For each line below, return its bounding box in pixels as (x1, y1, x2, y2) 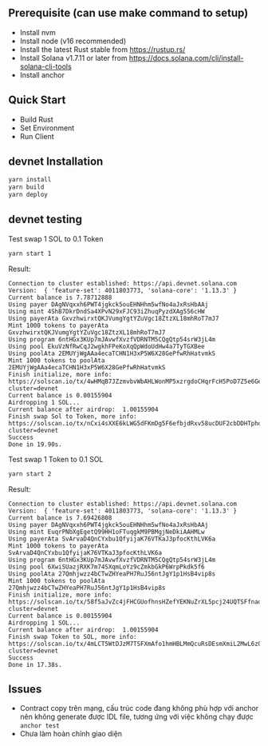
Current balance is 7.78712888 (8, 293, 112, 301)
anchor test (19, 722, 60, 730)
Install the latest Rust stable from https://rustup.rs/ (19, 44, 186, 54)
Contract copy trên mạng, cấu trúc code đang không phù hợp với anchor (19, 704, 259, 713)
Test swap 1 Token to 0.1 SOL (8, 454, 104, 464)
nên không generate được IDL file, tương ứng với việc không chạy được (19, 712, 254, 722)
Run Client (19, 131, 54, 141)
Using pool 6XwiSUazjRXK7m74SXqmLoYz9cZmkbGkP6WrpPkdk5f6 (8, 563, 205, 571)
